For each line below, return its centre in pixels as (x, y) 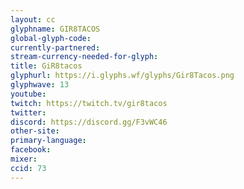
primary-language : (48, 141)
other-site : (35, 131)
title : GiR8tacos (46, 66)
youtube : (28, 94)
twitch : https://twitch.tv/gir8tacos (89, 103)
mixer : (24, 159)
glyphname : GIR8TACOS (55, 29)
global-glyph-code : (51, 38)
